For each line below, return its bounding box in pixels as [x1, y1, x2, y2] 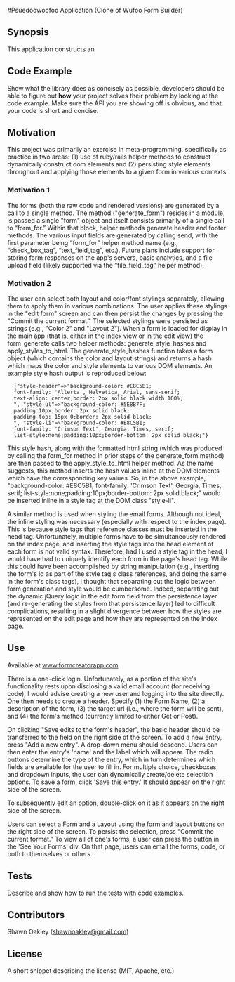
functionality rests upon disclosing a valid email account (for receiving [7, 681, 210, 690]
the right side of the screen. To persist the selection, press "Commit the [7, 827, 214, 835]
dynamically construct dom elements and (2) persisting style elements [7, 160, 211, 169]
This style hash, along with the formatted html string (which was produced [7, 444, 222, 452]
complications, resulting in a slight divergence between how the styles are [7, 607, 222, 615]
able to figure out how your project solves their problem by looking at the [7, 91, 219, 100]
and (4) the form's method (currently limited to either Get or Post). [7, 712, 199, 720]
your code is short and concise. [7, 106, 99, 114]
